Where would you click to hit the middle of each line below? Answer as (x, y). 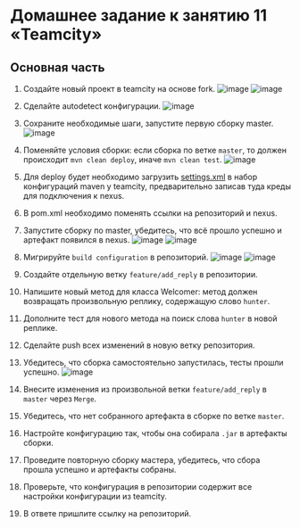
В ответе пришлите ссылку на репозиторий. (107, 513)
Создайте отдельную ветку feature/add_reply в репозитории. (140, 274)
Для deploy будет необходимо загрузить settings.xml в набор (140, 177)
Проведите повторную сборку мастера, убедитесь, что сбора (142, 460)
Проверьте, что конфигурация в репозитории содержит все (137, 487)
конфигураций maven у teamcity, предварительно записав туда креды (157, 186)
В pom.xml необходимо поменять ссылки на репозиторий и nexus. (150, 213)
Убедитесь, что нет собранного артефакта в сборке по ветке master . (154, 416)
